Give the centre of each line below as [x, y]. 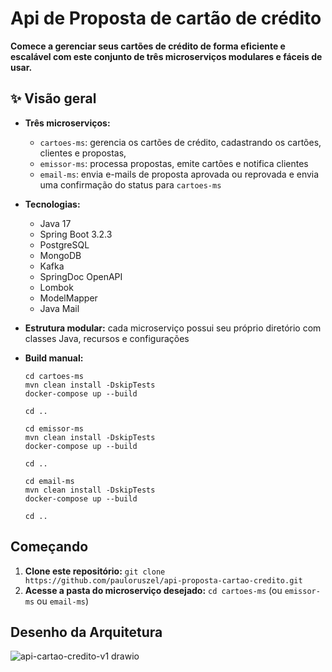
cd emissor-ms [54, 428]
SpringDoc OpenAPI [81, 276]
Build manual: [54, 358]
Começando [49, 547]
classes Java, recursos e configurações [107, 338]
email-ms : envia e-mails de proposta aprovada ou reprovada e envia [179, 174]
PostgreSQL [64, 244]
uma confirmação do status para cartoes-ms [130, 184]
